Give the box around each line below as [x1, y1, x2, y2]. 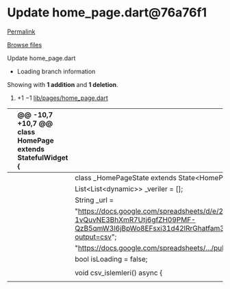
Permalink [7, 27, 36, 36]
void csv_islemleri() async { [75, 268, 163, 277]
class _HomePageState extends [75, 173, 177, 182]
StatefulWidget [17, 153, 68, 162]
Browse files [7, 40, 42, 49]
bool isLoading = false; [75, 254, 148, 264]
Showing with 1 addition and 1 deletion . [7, 80, 118, 88]
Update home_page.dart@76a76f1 [7, 5, 207, 21]
